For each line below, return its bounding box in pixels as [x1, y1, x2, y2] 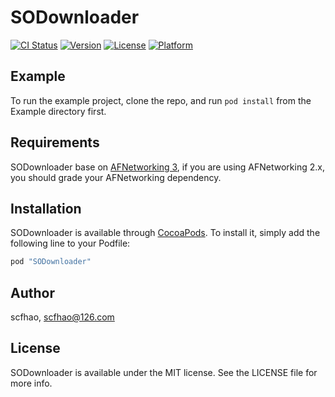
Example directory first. [10, 105, 107, 117]
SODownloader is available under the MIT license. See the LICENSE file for [10, 366, 318, 378]
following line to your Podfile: [10, 237, 131, 250]
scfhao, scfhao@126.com [10, 311, 115, 323]
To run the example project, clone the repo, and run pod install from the [10, 94, 312, 106]
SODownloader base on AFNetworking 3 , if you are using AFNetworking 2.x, [10, 161, 325, 173]
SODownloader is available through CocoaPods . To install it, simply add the [10, 227, 321, 239]
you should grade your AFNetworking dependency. [10, 171, 222, 183]
